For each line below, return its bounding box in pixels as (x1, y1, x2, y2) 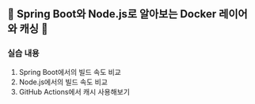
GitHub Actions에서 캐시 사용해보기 (18, 87, 130, 96)
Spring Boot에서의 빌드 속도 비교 (18, 67, 122, 76)
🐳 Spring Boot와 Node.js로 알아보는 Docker (7, 7, 217, 21)
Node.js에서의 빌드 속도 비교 (18, 77, 108, 87)
